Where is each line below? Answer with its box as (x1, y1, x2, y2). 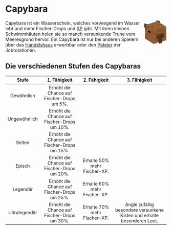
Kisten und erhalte (120, 212, 159, 218)
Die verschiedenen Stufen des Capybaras (5, 62, 141, 71)
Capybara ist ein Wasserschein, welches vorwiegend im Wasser (5, 20, 140, 26)
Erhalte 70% (82, 204, 109, 210)
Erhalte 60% (82, 181, 109, 187)
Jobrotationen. (5, 47, 37, 53)
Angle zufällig (125, 201, 154, 208)
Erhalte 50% (82, 157, 109, 164)
